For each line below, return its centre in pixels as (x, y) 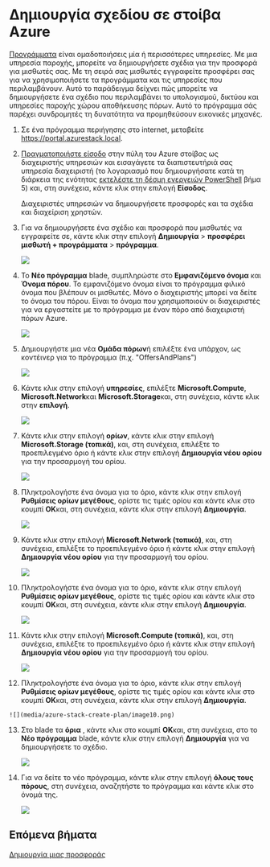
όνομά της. (39, 795)
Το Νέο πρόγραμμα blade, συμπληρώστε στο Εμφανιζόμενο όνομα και (141, 275)
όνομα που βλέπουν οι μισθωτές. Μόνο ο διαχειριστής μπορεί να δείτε (139, 292)
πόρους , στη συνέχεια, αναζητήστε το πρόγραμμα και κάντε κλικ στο (137, 786)
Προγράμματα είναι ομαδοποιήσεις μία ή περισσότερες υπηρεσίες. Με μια (133, 54)
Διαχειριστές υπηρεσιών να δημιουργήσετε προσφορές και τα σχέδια (137, 203)
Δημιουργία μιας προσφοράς (57, 854)
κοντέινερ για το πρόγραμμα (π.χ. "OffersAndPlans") (109, 357)
